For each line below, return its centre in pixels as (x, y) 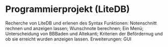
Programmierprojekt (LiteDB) (67, 9)
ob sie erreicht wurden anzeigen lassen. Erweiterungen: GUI (68, 39)
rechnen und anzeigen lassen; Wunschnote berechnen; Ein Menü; (74, 28)
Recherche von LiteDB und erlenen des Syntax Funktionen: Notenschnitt (81, 23)
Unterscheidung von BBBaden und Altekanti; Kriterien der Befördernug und (84, 33)
